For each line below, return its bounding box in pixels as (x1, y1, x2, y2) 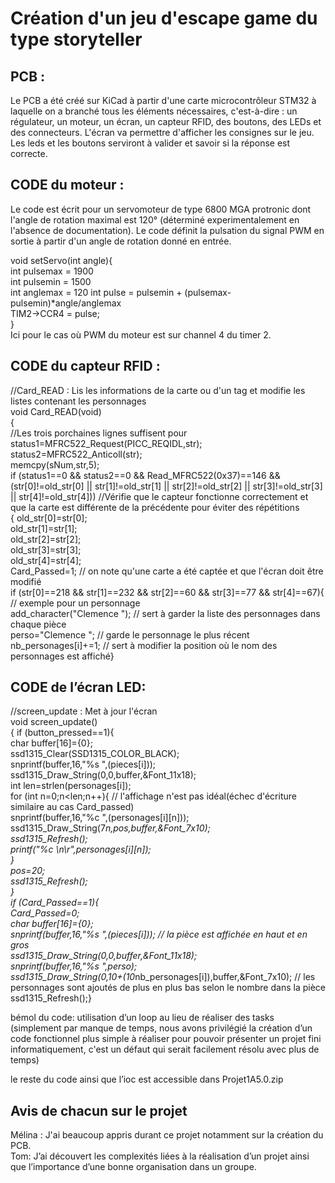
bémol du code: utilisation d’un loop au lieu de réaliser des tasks (10, 1012, 275, 1024)
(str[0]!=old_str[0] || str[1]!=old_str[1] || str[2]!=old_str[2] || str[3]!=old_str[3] (10, 480, 323, 492)
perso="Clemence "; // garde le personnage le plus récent (10, 628, 250, 641)
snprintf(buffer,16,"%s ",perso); (10, 960, 138, 972)
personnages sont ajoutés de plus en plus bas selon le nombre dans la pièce (10, 982, 326, 994)
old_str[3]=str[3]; (10, 543, 82, 556)
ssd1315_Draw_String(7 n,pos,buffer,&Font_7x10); (10, 822, 211, 834)
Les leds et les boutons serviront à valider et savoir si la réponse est (10, 137, 291, 149)
